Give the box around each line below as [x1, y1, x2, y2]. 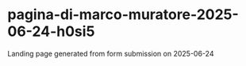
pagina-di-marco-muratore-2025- [7, 6, 239, 24]
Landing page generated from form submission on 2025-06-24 [7, 49, 214, 58]
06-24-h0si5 [7, 22, 95, 41]
